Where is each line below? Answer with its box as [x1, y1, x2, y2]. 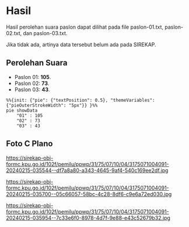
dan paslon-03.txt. [23, 29, 68, 36]
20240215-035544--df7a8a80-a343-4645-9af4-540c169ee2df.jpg [6, 167, 169, 174]
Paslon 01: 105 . [14, 73, 51, 80]
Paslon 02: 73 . [14, 80, 50, 87]
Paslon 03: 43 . [14, 86, 50, 93]
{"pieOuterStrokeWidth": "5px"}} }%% [6, 102, 98, 108]
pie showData [6, 107, 38, 113]
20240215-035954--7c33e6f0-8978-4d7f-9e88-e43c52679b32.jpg [6, 214, 171, 221]
